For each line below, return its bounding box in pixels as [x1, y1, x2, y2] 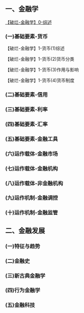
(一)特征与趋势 [5, 243, 40, 250]
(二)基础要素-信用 [5, 91, 48, 98]
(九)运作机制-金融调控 [5, 194, 58, 201]
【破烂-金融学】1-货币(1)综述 [5, 45, 65, 51]
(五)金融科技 [5, 301, 35, 308]
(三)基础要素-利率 [5, 106, 48, 113]
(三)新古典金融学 [5, 272, 45, 279]
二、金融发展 [5, 226, 45, 235]
